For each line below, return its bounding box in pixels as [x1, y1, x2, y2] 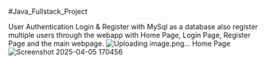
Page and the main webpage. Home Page [8, 39, 231, 48]
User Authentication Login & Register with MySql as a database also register [8, 22, 259, 31]
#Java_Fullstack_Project [8, 7, 88, 16]
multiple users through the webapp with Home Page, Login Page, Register [8, 31, 251, 40]
